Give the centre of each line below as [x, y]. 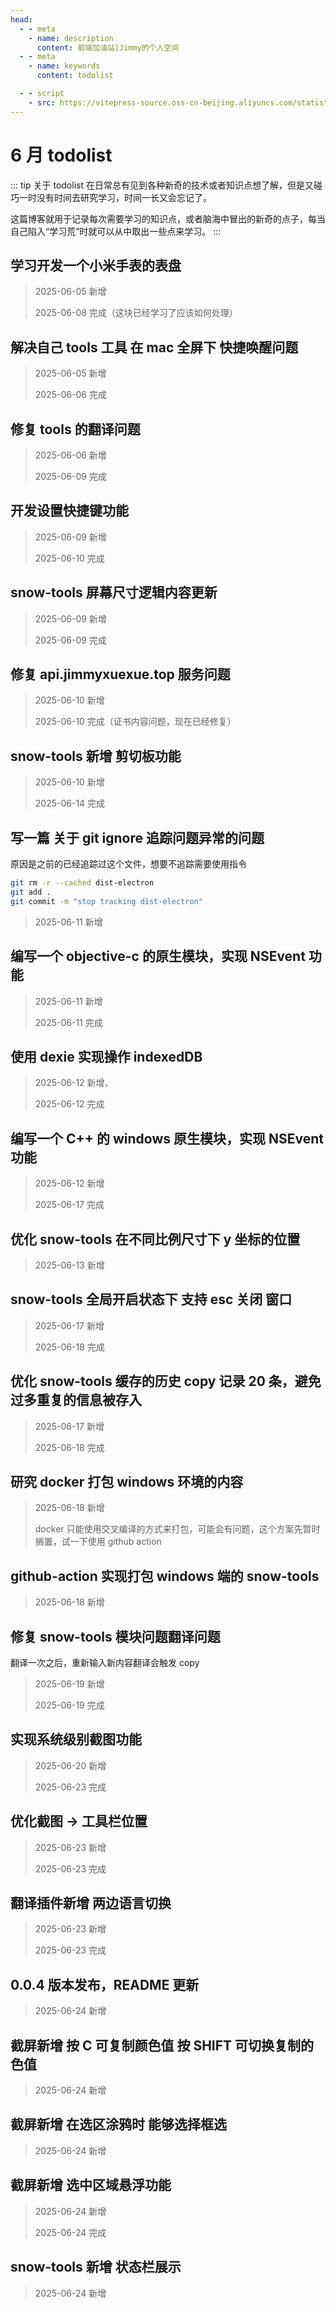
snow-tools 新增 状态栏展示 [96, 2267]
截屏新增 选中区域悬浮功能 [91, 2185]
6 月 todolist [61, 155]
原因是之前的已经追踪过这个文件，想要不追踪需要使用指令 [128, 864]
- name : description [71, 38]
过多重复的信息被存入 [76, 1400]
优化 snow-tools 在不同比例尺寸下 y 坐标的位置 [155, 1239]
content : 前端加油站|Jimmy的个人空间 [108, 47]
